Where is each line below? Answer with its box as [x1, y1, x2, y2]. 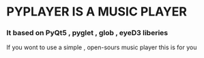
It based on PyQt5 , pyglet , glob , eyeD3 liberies [6, 28, 169, 38]
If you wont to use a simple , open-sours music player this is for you [6, 43, 197, 51]
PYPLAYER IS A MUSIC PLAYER [6, 4, 187, 20]
